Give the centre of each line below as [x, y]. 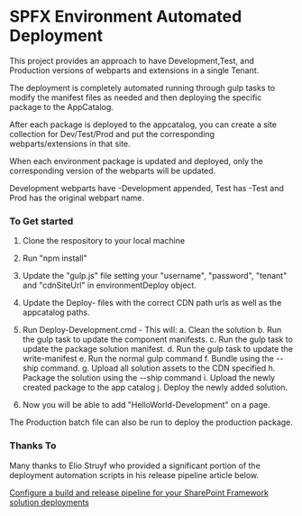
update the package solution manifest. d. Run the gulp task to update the [157, 349]
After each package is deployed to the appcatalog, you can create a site [143, 124]
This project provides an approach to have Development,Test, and [132, 60]
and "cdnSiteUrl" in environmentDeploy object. [109, 285]
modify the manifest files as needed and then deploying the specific [136, 97]
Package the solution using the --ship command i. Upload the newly [149, 378]
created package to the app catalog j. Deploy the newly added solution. [155, 387]
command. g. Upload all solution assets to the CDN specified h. [158, 368]
